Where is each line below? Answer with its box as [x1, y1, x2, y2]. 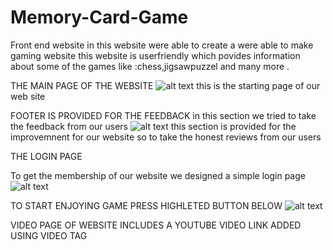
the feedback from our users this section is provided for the [10, 120, 297, 132]
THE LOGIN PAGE [10, 150, 83, 162]
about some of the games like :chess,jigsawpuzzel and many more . [10, 60, 290, 72]
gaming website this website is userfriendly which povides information [10, 49, 301, 61]
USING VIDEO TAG [10, 229, 88, 241]
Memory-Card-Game [10, 6, 189, 29]
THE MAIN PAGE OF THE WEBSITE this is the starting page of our [10, 79, 321, 91]
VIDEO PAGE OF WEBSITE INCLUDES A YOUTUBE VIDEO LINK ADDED [10, 219, 302, 231]
